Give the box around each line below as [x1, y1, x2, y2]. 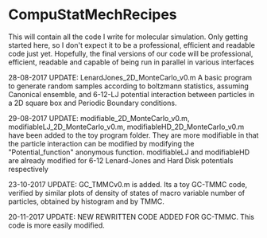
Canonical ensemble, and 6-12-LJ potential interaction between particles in [8, 89, 255, 99]
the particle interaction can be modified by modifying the [8, 139, 195, 148]
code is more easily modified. [8, 220, 105, 230]
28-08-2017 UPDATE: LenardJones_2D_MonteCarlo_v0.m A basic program [8, 72, 253, 82]
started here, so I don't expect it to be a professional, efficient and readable [8, 40, 256, 49]
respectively [8, 164, 49, 174]
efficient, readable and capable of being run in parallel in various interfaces [8, 57, 254, 67]
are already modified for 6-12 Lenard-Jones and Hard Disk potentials [8, 155, 234, 165]
